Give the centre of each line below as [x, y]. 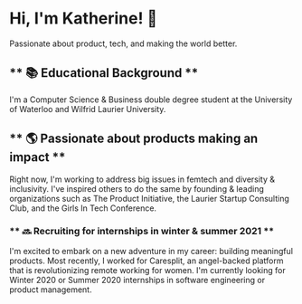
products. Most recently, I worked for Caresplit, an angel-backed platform [146, 261]
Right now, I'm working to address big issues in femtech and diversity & [142, 179]
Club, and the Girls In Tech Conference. [83, 208]
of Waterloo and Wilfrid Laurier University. [88, 109]
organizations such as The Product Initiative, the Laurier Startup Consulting [149, 198]
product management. [51, 290]
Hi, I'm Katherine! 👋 [84, 19]
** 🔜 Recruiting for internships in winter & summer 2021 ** [142, 232]
